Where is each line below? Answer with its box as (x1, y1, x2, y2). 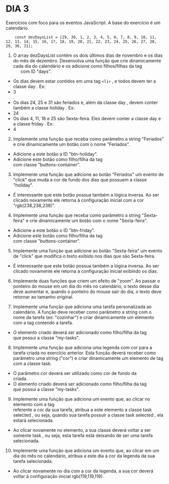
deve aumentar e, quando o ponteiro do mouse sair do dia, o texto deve (13, 288, 161, 295)
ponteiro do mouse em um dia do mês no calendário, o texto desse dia (13, 283, 159, 289)
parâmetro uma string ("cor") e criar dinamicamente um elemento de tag (13, 355, 163, 361)
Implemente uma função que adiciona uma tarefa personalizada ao (13, 304, 152, 310)
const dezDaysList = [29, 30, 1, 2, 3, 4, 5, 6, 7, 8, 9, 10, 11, (15, 35, 157, 40)
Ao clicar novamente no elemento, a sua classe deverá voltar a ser (13, 427, 151, 433)
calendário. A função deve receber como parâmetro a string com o (13, 309, 152, 315)
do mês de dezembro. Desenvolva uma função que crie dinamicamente (13, 57, 161, 63)
